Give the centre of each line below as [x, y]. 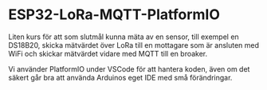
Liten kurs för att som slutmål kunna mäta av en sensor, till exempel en [124, 37]
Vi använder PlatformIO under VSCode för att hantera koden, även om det [129, 68]
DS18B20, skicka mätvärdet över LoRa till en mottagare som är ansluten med [134, 45]
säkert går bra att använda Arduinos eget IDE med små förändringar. [120, 77]
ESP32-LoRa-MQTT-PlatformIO [114, 15]
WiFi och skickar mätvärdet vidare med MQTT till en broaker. [108, 53]
